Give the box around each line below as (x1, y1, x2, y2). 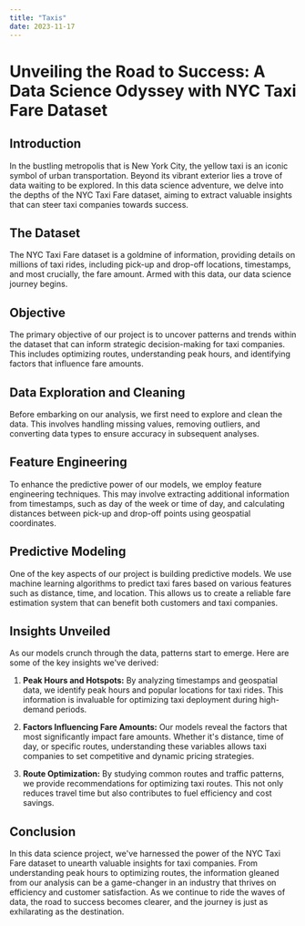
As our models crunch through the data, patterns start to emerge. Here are (9, 648, 290, 659)
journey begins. (9, 279, 68, 290)
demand (22, 704, 55, 715)
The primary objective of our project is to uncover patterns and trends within (9, 329, 297, 340)
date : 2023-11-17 (9, 22, 76, 31)
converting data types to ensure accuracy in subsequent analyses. (9, 427, 259, 438)
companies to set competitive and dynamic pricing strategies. (22, 751, 255, 762)
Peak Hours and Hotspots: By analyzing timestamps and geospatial (22, 675, 278, 686)
